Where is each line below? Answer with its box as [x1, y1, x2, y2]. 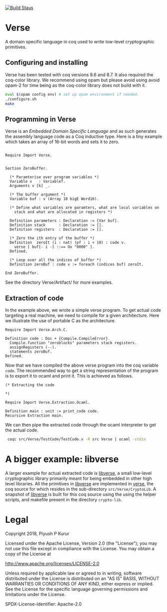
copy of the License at [5, 551, 51, 557]
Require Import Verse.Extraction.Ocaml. [5, 400, 91, 405]
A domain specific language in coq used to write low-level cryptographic [5, 38, 155, 44]
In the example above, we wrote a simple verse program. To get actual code [5, 307, 161, 313]
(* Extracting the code [5, 383, 55, 388]
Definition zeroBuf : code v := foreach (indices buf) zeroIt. [9, 262, 144, 267]
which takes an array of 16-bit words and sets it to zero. [5, 139, 120, 145]
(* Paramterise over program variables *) [9, 175, 99, 180]
